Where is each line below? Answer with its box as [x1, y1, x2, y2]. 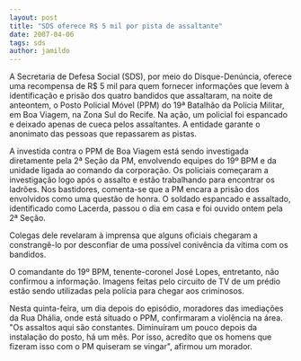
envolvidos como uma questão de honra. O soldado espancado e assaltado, [9, 194, 291, 205]
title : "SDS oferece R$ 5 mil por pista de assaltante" [9, 22, 223, 31]
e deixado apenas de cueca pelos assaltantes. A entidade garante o [9, 119, 261, 130]
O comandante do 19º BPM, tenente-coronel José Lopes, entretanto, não [9, 267, 279, 277]
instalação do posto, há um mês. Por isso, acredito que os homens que [9, 331, 272, 342]
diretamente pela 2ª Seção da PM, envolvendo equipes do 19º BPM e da [9, 155, 277, 166]
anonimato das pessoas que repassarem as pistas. [9, 128, 198, 139]
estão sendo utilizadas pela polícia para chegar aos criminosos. [9, 286, 245, 296]
